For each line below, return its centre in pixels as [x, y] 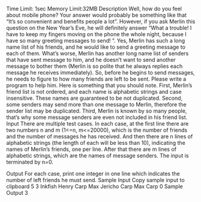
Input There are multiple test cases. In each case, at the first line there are [97, 124]
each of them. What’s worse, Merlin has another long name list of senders [97, 53]
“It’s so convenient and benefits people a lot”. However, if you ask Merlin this [101, 21]
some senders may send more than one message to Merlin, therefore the [97, 104]
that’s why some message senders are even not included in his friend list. [97, 117]
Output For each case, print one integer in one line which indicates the [93, 173]
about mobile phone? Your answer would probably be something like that [97, 15]
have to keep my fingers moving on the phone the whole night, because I [97, 34]
